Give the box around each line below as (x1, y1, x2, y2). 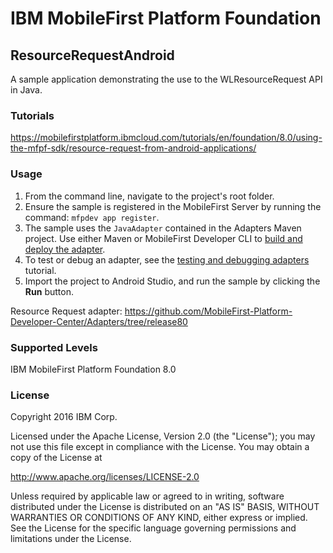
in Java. (10, 84, 43, 96)
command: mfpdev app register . (24, 211, 160, 223)
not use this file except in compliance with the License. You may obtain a (10, 441, 310, 453)
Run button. (24, 285, 74, 297)
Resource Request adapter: (10, 305, 123, 317)
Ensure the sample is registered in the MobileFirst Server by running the (24, 200, 322, 212)
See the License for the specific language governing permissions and (10, 522, 297, 534)
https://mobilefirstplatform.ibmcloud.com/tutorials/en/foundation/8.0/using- (10, 132, 323, 144)
